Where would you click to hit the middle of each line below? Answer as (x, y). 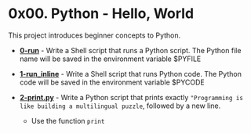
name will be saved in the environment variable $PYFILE (110, 59)
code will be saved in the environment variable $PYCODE (112, 82)
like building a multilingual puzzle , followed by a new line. (120, 106)
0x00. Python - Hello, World (101, 14)
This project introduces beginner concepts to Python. (95, 35)
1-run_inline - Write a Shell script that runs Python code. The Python (130, 74)
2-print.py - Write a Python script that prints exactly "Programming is (131, 97)
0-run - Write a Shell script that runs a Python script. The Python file (130, 50)
